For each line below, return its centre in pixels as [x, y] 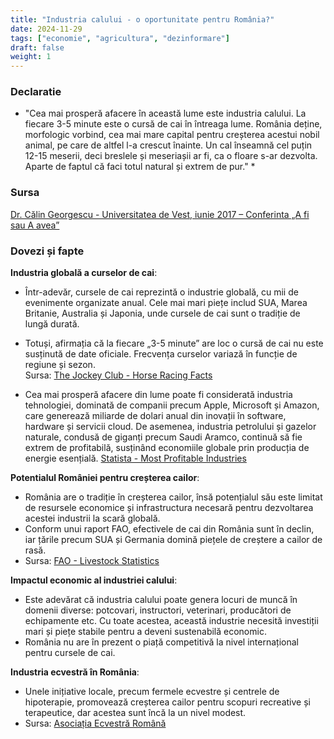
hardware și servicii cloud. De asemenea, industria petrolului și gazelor [170, 427]
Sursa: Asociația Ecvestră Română [95, 723]
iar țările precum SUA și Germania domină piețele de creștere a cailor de [173, 540]
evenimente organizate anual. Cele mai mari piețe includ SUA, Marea [166, 303]
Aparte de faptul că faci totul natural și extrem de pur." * [140, 167]
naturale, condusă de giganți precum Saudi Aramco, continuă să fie [163, 437]
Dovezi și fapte [47, 251]
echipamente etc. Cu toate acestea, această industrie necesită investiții [171, 621]
